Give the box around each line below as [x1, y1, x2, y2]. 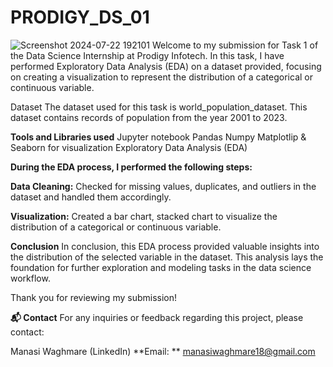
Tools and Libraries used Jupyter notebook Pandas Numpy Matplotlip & [10, 131, 307, 143]
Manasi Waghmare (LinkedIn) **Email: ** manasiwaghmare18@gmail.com [10, 345, 316, 357]
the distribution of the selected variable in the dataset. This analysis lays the [10, 251, 324, 263]
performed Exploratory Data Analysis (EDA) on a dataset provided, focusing [10, 60, 322, 72]
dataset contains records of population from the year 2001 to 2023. [10, 111, 288, 123]
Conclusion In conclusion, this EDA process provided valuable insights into [10, 240, 320, 252]
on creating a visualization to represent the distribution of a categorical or [10, 71, 313, 83]
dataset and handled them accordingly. [10, 191, 172, 203]
